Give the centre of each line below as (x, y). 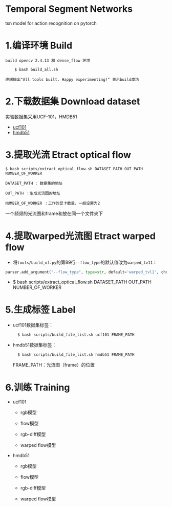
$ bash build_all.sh (36, 69)
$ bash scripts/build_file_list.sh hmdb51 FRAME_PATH (76, 355)
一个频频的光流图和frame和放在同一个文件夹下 (54, 213)
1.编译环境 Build (39, 46)
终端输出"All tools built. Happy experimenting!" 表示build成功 (72, 79)
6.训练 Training (38, 387)
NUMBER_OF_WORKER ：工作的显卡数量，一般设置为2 (53, 203)
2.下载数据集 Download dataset (73, 102)
